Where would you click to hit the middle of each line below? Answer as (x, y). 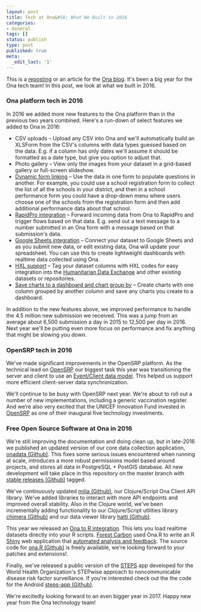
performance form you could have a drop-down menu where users (98, 195)
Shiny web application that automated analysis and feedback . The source (97, 541)
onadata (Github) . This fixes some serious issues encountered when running (101, 454)
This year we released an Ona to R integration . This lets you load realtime (97, 529)
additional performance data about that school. (73, 208)
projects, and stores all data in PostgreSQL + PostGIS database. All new (94, 467)
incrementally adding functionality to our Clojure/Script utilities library (92, 511)
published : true (26, 51)
